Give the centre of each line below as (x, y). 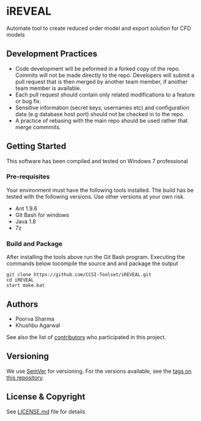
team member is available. (48, 88)
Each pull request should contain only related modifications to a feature (105, 94)
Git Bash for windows (42, 214)
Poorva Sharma (35, 318)
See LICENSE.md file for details (46, 411)
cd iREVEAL (20, 280)
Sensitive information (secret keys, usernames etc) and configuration (102, 108)
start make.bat (26, 285)
